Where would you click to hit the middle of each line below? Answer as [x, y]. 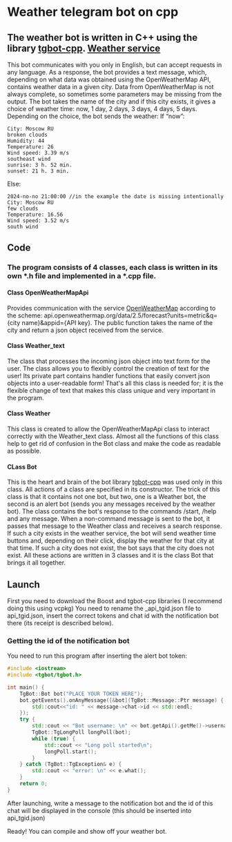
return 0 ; [34, 784]
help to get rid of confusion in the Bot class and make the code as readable [114, 443]
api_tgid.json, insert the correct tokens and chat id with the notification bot [113, 616]
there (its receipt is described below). [60, 623]
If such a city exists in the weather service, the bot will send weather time [112, 533]
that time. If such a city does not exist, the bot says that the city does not [111, 548]
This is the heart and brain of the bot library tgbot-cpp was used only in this [115, 482]
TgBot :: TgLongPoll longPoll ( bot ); [81, 732]
